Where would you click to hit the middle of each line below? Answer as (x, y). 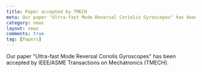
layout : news (23, 28)
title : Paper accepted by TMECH (47, 12)
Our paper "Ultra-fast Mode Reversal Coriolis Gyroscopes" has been (91, 56)
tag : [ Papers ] (24, 39)
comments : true (25, 34)
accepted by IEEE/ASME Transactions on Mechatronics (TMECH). (87, 62)
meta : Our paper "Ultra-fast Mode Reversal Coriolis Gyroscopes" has (95, 17)
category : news (25, 23)
